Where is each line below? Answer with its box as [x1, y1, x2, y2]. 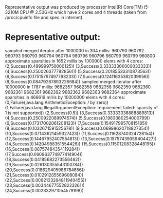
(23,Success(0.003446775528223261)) [5, 182, 85, 188]
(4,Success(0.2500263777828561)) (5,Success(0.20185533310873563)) [5, 68, 151, 74]
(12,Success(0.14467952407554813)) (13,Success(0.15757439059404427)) [5, 136, 157, 141]
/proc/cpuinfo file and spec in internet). [5, 15, 84, 20]
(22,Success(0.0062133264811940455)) [5, 177, 87, 183]
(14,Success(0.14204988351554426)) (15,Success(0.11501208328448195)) [5, 141, 155, 147]
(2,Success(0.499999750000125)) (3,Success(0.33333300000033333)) [5, 63, 152, 69]
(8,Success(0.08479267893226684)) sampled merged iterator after [5, 79, 142, 84]
